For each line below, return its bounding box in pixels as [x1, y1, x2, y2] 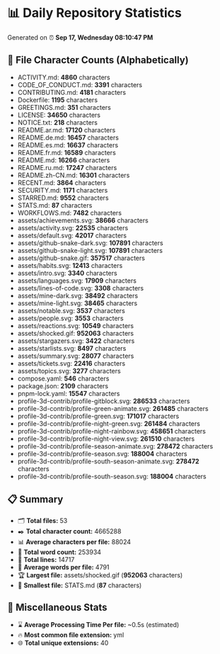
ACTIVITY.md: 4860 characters [17, 73, 111, 81]
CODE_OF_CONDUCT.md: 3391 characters [17, 80, 143, 89]
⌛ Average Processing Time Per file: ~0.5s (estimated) [17, 621, 180, 629]
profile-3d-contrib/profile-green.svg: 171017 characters [17, 412, 180, 420]
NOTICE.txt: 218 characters [17, 118, 98, 127]
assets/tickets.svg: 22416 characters [17, 359, 126, 368]
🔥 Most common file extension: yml [17, 631, 125, 639]
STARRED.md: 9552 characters [17, 193, 109, 202]
